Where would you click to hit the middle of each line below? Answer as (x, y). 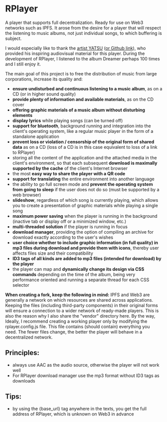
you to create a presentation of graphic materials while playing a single (85, 205)
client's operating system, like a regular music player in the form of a (83, 131)
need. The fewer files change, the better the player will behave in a (74, 332)
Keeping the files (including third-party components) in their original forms (82, 305)
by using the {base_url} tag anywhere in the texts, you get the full (80, 409)
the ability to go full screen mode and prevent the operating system (83, 184)
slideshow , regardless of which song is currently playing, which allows (85, 200)
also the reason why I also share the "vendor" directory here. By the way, (80, 316)
